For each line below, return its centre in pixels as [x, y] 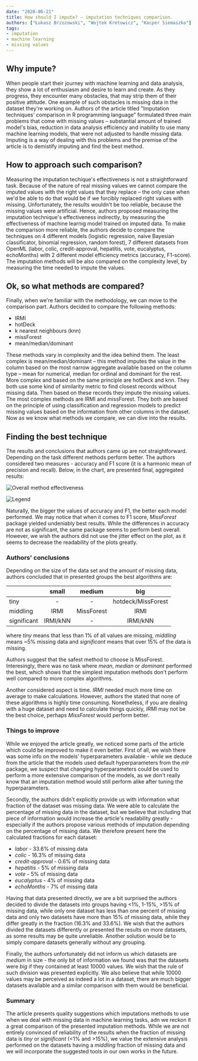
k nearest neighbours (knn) [48, 331]
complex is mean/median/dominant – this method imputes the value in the [96, 361]
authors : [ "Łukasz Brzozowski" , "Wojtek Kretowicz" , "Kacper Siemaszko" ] [99, 23]
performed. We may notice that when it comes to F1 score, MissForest [91, 517]
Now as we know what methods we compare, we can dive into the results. [97, 418]
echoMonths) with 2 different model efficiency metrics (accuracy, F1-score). [99, 255]
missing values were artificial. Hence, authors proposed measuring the [92, 211]
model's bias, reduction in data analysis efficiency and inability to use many [98, 127]
